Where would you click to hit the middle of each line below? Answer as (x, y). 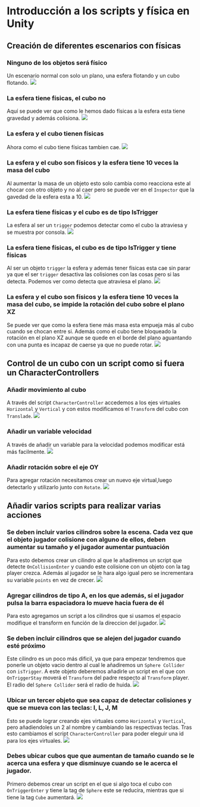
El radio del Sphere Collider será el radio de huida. (69, 685)
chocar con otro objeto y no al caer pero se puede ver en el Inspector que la (101, 190)
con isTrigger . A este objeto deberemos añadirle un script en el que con (96, 672)
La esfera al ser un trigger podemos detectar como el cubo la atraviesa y (97, 225)
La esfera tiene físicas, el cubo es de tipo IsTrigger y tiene (92, 248)
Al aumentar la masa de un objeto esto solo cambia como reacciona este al (99, 183)
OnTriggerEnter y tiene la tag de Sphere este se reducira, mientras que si (95, 790)
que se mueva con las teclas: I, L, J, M (62, 708)
